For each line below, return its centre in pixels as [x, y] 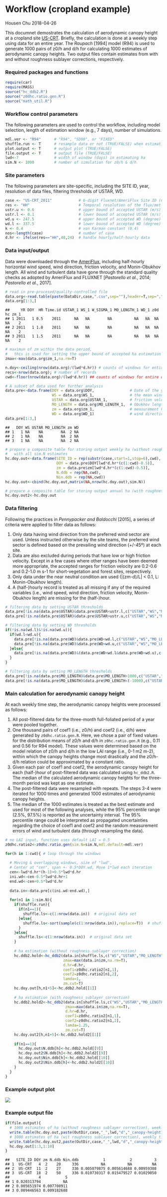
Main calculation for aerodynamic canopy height [65, 694]
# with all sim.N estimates [37, 454]
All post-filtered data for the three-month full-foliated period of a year [83, 719]
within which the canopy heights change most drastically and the [79, 756]
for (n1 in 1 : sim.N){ [31, 900]
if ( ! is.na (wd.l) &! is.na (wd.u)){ [39, 630]
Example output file [29, 1113]
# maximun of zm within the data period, [49, 350]
